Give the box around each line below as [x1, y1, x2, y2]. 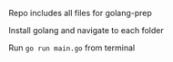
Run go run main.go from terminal [8, 42, 136, 53]
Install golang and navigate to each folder [8, 25, 165, 35]
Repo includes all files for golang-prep [8, 8, 152, 18]
